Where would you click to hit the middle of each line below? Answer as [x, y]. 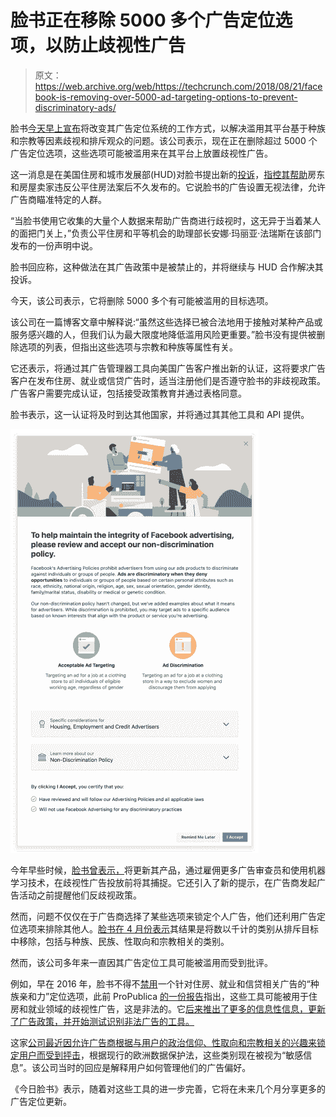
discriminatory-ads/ [75, 107]
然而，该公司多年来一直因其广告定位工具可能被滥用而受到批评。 [141, 962]
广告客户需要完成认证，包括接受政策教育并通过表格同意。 [128, 393]
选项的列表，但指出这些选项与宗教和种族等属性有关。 [128, 347]
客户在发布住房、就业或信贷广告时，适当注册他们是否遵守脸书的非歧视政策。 [168, 380]
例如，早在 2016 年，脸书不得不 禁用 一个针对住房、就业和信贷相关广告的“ [160, 983]
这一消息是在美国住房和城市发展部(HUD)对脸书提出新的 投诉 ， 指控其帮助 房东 [168, 174]
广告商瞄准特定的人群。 [58, 199]
